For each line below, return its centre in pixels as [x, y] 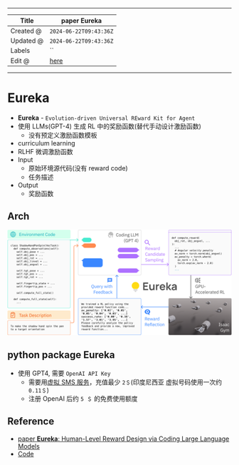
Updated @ [27, 41]
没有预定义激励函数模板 [63, 135]
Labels [20, 51]
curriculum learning [47, 143]
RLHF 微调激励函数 [45, 151]
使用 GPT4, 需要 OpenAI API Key [64, 373]
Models [29, 446]
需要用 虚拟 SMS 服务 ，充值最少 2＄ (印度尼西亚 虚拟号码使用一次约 [125, 382]
